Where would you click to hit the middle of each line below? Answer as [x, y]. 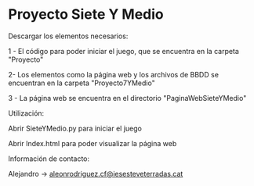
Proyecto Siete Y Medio [86, 14]
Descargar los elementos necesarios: [68, 36]
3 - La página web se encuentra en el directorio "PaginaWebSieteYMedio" [127, 98]
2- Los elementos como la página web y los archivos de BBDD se [114, 74]
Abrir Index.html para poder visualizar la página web [93, 143]
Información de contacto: [49, 159]
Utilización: [26, 113]
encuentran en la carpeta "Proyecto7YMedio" [82, 83]
